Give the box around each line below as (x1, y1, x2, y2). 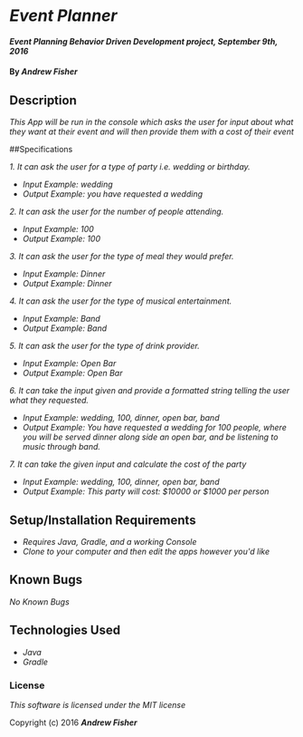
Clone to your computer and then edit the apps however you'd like (22, 546, 270, 557)
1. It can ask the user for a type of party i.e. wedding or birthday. (9, 161, 251, 172)
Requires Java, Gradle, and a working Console (22, 537, 197, 547)
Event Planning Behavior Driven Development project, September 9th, (9, 35, 279, 46)
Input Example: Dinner (22, 268, 106, 279)
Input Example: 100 (22, 224, 95, 235)
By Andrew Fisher (9, 66, 79, 77)
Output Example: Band (22, 323, 107, 334)
